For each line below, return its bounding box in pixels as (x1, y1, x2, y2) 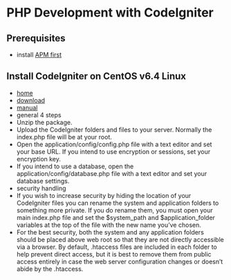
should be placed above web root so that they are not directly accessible (16, 235, 224, 243)
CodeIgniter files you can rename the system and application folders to (16, 199, 219, 207)
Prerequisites (6, 32, 66, 44)
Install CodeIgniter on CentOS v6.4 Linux (6, 70, 187, 82)
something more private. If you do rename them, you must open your (16, 206, 213, 214)
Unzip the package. (16, 118, 73, 126)
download (16, 96, 46, 104)
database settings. (16, 177, 70, 185)
